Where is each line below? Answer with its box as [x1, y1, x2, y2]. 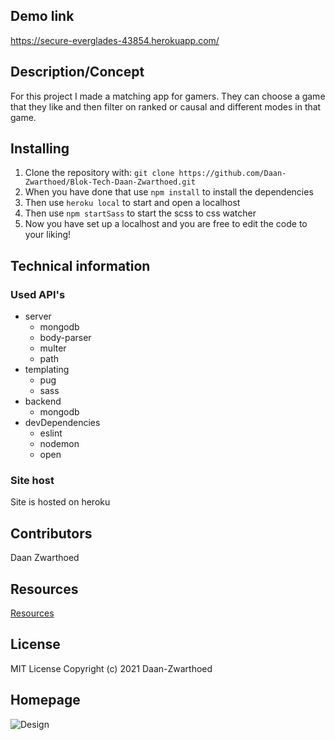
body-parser [39, 332, 92, 344]
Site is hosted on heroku [10, 496, 111, 508]
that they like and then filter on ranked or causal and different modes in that [10, 100, 322, 113]
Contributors [10, 525, 93, 542]
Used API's [10, 287, 66, 301]
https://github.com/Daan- [178, 169, 287, 179]
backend [24, 395, 62, 408]
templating [24, 364, 70, 376]
